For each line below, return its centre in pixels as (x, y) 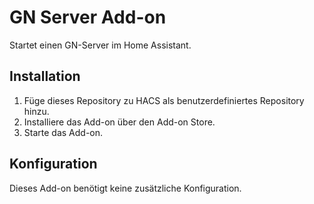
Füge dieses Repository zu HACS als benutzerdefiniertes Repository (164, 100)
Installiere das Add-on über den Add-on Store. (119, 122)
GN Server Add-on (88, 17)
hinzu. (36, 111)
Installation (45, 76)
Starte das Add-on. (63, 132)
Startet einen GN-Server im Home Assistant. (100, 45)
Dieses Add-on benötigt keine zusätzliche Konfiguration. (125, 188)
